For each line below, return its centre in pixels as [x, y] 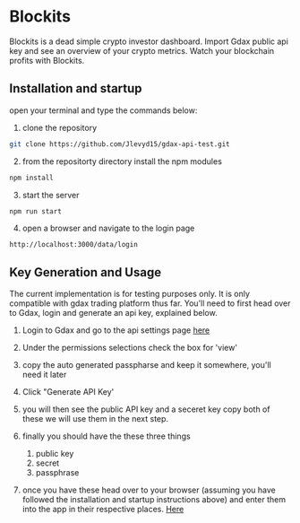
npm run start [36, 211]
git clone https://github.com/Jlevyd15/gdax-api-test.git [120, 144]
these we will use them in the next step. [95, 419]
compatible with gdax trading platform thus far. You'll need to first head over [150, 303]
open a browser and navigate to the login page [108, 228]
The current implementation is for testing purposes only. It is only [130, 294]
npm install [31, 178]
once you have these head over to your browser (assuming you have [149, 490]
